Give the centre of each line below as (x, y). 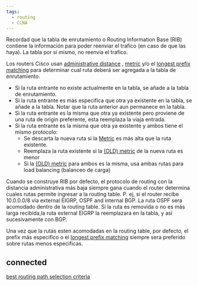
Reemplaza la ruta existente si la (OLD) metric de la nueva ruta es (103, 151)
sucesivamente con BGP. (37, 219)
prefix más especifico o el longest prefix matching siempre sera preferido (96, 237)
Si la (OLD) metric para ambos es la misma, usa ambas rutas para (103, 164)
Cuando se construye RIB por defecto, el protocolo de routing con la (90, 181)
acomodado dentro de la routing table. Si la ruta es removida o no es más (96, 207)
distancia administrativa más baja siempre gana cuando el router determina (98, 188)
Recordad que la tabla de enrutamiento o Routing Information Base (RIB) (94, 40)
